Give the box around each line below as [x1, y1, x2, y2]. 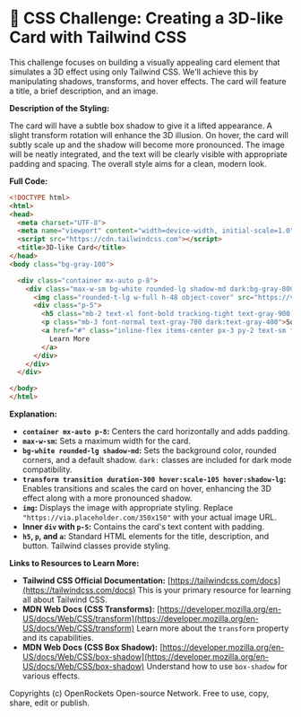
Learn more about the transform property [136, 623, 289, 634]
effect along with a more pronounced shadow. [21, 493, 193, 503]
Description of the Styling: [9, 102, 110, 113]
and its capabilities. [21, 633, 94, 643]
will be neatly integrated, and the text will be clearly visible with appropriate [9, 148, 288, 160]
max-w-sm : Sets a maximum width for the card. [21, 435, 191, 447]
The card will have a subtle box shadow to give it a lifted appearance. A [9, 120, 273, 131]
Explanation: [9, 408, 58, 420]
